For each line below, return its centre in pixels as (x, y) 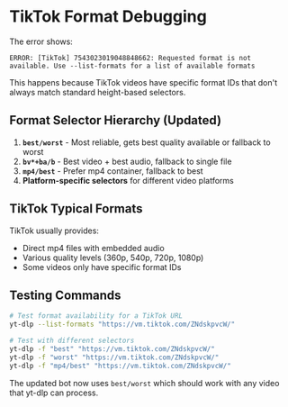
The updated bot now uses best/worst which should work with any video (144, 383)
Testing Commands (65, 295)
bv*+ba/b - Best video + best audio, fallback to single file (127, 161)
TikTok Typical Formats (76, 209)
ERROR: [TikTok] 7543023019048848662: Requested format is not (130, 58)
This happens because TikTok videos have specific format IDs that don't (143, 82)
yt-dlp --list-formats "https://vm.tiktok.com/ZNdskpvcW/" (122, 325)
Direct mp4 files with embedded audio (93, 248)
